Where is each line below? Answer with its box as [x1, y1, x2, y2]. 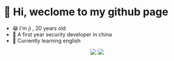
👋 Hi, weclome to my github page [4, 5, 169, 19]
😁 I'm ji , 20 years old [12, 25, 66, 32]
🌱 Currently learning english [12, 37, 81, 44]
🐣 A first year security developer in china [12, 30, 112, 38]
